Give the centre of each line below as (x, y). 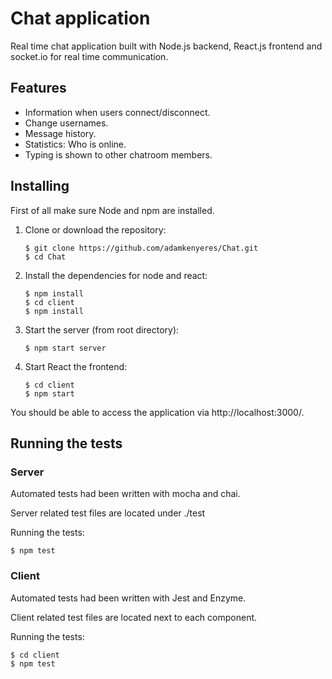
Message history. (60, 133)
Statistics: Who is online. (75, 144)
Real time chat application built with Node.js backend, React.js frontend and (166, 46)
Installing (40, 186)
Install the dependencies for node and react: (116, 275)
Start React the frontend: (76, 366)
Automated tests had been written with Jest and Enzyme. (128, 598)
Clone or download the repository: (95, 229)
